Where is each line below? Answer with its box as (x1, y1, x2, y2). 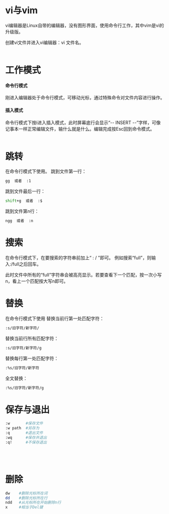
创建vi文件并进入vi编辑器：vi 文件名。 (5, 39, 84, 46)
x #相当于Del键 (5, 505, 44, 510)
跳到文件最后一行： (5, 188, 46, 194)
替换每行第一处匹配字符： (5, 355, 59, 361)
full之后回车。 (12, 261, 41, 267)
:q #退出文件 (5, 430, 44, 436)
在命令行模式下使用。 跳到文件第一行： (5, 168, 87, 175)
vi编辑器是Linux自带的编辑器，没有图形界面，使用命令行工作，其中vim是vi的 (5, 22, 164, 28)
